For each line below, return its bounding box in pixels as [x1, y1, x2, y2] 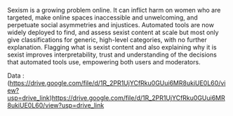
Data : [7, 71, 25, 80]
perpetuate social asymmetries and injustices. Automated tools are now [7, 21, 214, 29]
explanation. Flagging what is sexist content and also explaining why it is [7, 43, 217, 51]
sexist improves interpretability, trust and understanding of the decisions [7, 50, 218, 59]
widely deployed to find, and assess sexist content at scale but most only [7, 28, 219, 36]
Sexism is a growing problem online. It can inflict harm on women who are [7, 6, 221, 14]
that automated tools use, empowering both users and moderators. [7, 58, 201, 66]
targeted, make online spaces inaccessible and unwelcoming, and [7, 13, 198, 22]
